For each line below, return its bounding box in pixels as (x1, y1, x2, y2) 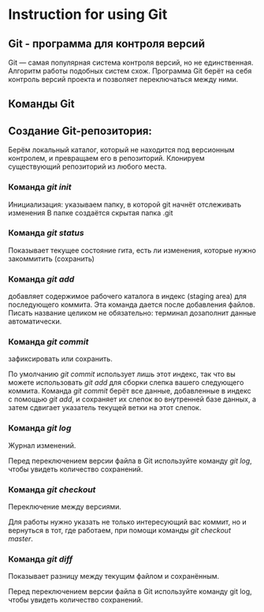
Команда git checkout (8, 483, 96, 494)
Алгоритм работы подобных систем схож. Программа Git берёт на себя (8, 66, 252, 76)
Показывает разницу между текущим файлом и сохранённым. (8, 572, 220, 581)
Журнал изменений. (8, 440, 76, 450)
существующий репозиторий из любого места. (8, 162, 167, 171)
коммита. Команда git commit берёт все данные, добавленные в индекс (8, 386, 251, 396)
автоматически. (8, 317, 62, 327)
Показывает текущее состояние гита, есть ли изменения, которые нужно (8, 245, 256, 255)
